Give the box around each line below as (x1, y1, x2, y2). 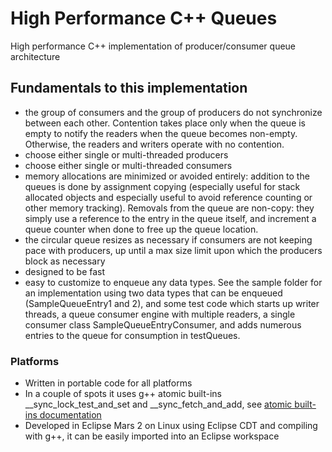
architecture (10, 50, 61, 62)
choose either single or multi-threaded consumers (24, 159, 233, 171)
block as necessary (24, 255, 106, 267)
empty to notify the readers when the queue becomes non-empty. (24, 127, 298, 139)
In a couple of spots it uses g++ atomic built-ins (24, 388, 222, 400)
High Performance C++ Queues (10, 7, 278, 30)
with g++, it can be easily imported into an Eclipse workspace (24, 430, 280, 442)
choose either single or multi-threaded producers (24, 148, 229, 161)
